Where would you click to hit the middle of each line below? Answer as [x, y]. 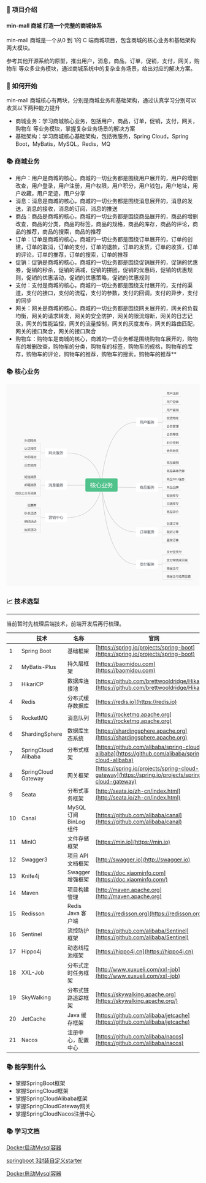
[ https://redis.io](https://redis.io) [136, 701]
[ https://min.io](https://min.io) [133, 842]
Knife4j [30, 876]
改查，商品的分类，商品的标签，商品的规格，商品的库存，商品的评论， [104, 224]
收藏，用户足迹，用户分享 [53, 193]
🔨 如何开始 [22, 86]
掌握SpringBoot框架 [40, 1083]
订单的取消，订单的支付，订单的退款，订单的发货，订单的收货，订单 [112, 247]
